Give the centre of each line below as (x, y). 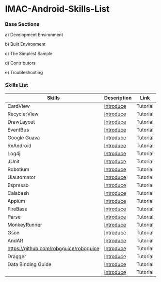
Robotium (18, 169)
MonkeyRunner (25, 225)
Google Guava (24, 137)
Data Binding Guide (30, 264)
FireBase (17, 209)
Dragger (17, 256)
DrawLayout (21, 122)
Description (118, 97)
